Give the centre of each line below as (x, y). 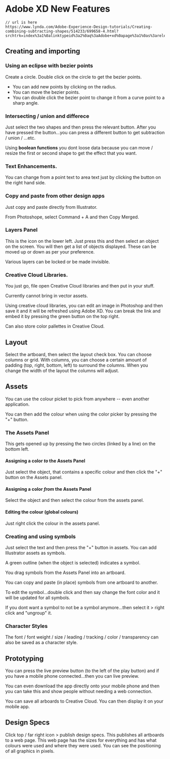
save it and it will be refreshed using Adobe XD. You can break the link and (83, 311)
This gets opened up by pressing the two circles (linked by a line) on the (80, 444)
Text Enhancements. (31, 166)
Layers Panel (22, 230)
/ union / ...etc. (20, 138)
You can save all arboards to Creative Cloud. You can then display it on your (84, 701)
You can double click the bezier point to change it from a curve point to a (89, 98)
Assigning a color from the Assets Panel (48, 489)
